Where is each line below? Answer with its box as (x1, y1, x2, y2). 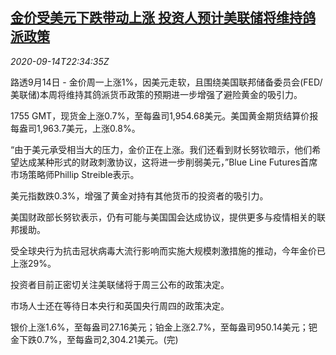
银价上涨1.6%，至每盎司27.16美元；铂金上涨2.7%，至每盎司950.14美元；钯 (10, 321, 318, 333)
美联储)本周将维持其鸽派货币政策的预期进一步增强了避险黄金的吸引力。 (10, 88, 303, 100)
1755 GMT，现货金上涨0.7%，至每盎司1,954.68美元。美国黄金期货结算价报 (10, 109, 319, 122)
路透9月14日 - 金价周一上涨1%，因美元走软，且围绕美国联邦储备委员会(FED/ (10, 76, 323, 88)
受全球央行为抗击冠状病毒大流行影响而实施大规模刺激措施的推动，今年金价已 (10, 244, 326, 257)
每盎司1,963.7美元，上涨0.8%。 (10, 122, 141, 134)
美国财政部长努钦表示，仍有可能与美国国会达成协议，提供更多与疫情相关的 (10, 211, 317, 223)
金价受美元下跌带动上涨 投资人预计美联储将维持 (10, 9, 303, 27)
